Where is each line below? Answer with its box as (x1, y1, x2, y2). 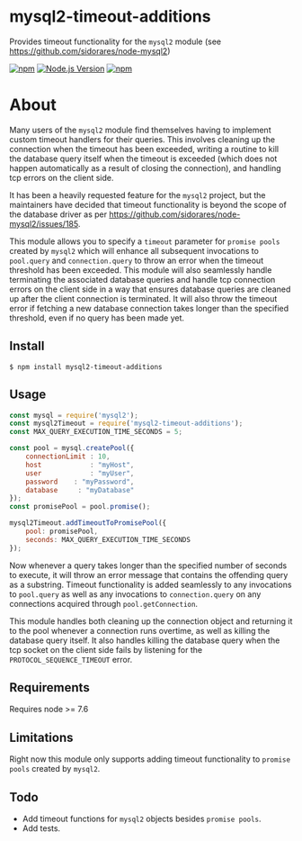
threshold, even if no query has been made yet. (9, 312, 185, 323)
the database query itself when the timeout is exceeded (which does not (9, 153, 278, 164)
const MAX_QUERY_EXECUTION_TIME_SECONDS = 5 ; (9, 428, 182, 437)
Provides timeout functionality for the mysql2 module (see (9, 36, 222, 47)
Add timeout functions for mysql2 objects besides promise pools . (22, 813, 262, 825)
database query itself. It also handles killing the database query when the (9, 635, 280, 646)
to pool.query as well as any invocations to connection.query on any (9, 588, 262, 600)
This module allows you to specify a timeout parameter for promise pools (9, 236, 280, 247)
